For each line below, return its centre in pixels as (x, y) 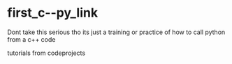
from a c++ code (31, 39)
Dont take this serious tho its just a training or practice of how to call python (116, 32)
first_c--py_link (53, 13)
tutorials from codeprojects (46, 53)
